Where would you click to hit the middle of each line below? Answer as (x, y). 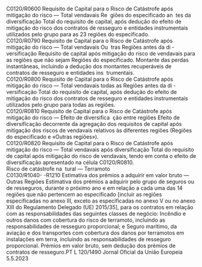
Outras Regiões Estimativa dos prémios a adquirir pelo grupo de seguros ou (100, 181)
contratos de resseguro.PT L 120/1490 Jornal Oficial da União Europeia (94, 252)
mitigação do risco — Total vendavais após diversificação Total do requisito (100, 149)
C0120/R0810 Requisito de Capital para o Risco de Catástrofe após (89, 111)
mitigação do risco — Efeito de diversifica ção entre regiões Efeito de (93, 118)
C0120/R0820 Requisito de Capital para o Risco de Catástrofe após (90, 143)
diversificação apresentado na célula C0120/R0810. (70, 162)
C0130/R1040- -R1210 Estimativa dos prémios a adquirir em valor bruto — (98, 175)
